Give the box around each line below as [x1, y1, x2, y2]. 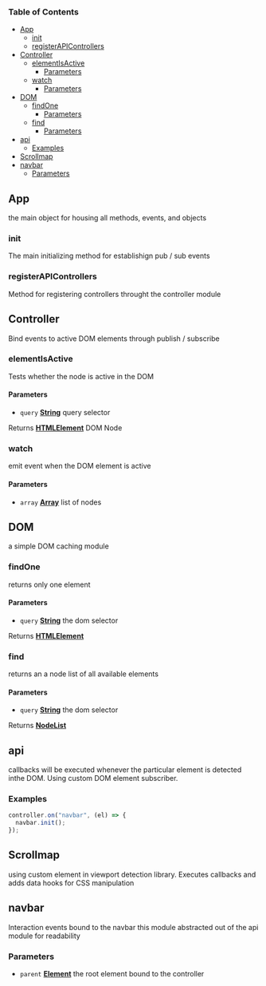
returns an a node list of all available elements [8, 669, 159, 679]
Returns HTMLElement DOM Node [8, 423, 123, 433]
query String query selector [19, 408, 111, 418]
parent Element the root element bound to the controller [19, 968, 205, 978]
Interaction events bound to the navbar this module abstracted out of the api [8, 922, 259, 932]
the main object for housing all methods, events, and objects [8, 213, 207, 223]
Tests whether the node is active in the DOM [8, 371, 154, 381]
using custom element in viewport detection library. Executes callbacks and [8, 869, 256, 879]
